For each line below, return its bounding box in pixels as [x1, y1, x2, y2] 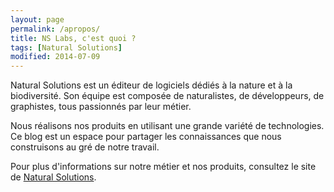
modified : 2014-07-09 [10, 52, 101, 62]
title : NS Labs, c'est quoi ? [10, 33, 137, 43]
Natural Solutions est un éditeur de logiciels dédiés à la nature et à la [10, 79, 293, 91]
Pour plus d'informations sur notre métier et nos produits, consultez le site [10, 161, 317, 173]
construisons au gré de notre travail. [10, 141, 160, 153]
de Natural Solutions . [10, 171, 97, 183]
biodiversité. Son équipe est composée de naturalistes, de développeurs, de [10, 90, 325, 102]
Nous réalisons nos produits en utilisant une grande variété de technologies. [10, 120, 325, 132]
